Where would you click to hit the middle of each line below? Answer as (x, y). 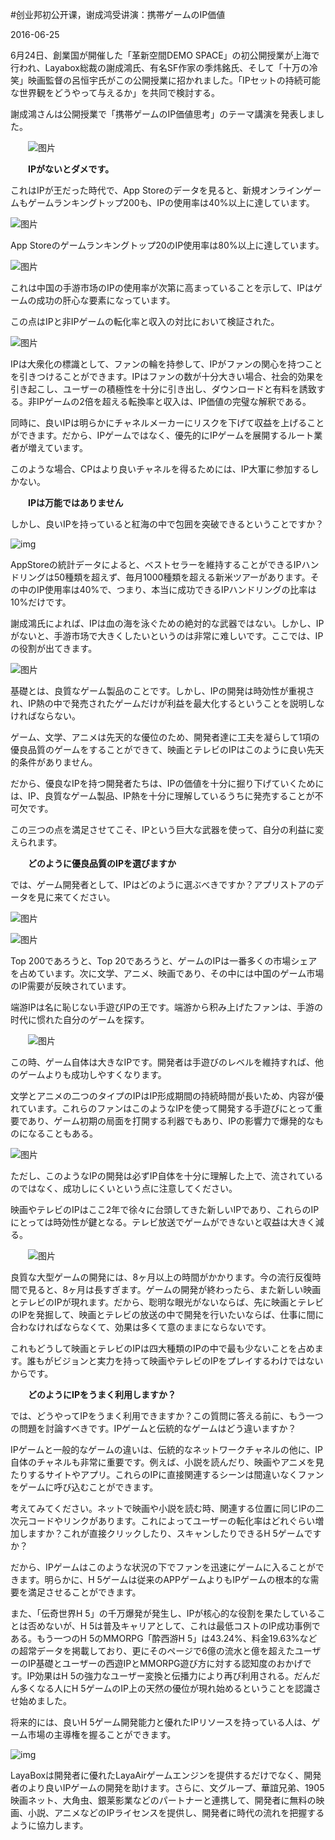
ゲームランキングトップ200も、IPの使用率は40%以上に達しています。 (171, 202)
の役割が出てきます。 (54, 648)
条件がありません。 (58, 762)
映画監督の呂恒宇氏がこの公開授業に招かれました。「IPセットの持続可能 (174, 80)
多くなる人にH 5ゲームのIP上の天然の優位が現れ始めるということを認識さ (170, 1688)
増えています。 (57, 447)
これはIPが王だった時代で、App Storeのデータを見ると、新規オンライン (157, 190)
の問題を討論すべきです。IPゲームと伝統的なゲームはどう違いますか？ (153, 1428)
